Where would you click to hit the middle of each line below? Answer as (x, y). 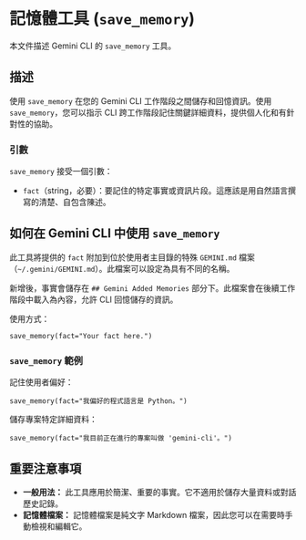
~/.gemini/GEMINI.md (56, 269)
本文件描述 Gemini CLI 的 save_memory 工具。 (93, 46)
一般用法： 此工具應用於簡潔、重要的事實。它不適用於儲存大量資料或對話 (159, 492)
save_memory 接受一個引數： (61, 171)
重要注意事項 (46, 468)
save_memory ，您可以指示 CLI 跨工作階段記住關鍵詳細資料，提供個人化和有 (148, 112)
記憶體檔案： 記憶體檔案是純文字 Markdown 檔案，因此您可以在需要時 (153, 514)
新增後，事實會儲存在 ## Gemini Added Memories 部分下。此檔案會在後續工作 (153, 287)
